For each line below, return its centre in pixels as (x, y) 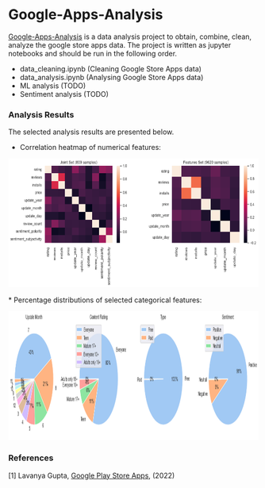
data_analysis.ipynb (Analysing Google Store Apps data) (111, 77)
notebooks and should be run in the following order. (92, 53)
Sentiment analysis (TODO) (64, 94)
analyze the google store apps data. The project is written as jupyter (120, 44)
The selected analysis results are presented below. (91, 132)
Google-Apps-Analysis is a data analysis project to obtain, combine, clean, (130, 37)
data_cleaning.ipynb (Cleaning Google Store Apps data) (111, 68)
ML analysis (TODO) (53, 86)
